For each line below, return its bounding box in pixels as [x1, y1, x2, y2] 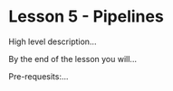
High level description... [8, 36, 97, 47]
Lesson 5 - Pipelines [8, 6, 164, 27]
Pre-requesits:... [8, 70, 69, 82]
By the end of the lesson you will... [8, 53, 138, 64]
